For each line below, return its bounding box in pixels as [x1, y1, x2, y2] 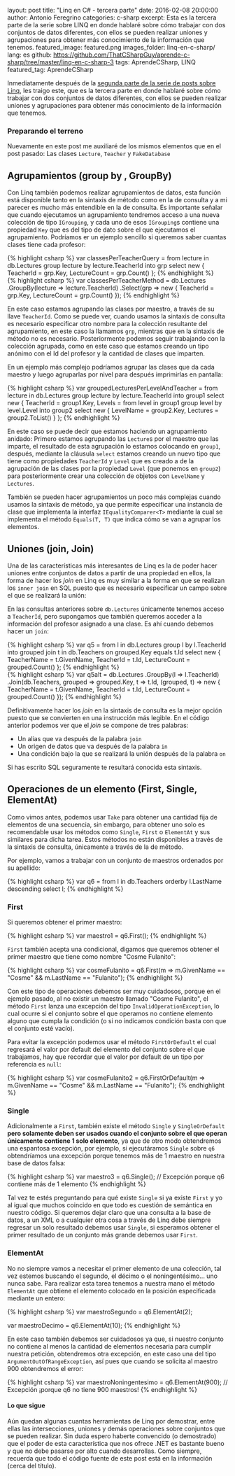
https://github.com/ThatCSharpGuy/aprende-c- [53, 50, 190, 59]
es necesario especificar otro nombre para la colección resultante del [7, 320, 208, 328]
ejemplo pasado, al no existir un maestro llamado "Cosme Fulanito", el [7, 994, 208, 1003]
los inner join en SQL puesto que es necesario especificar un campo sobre [7, 584, 227, 592]
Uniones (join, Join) [7, 542, 94, 555]
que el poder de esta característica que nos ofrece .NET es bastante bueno [7, 1439, 225, 1447]
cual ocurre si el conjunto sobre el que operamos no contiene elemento [7, 1009, 213, 1018]
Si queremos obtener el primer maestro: [7, 918, 122, 927]
